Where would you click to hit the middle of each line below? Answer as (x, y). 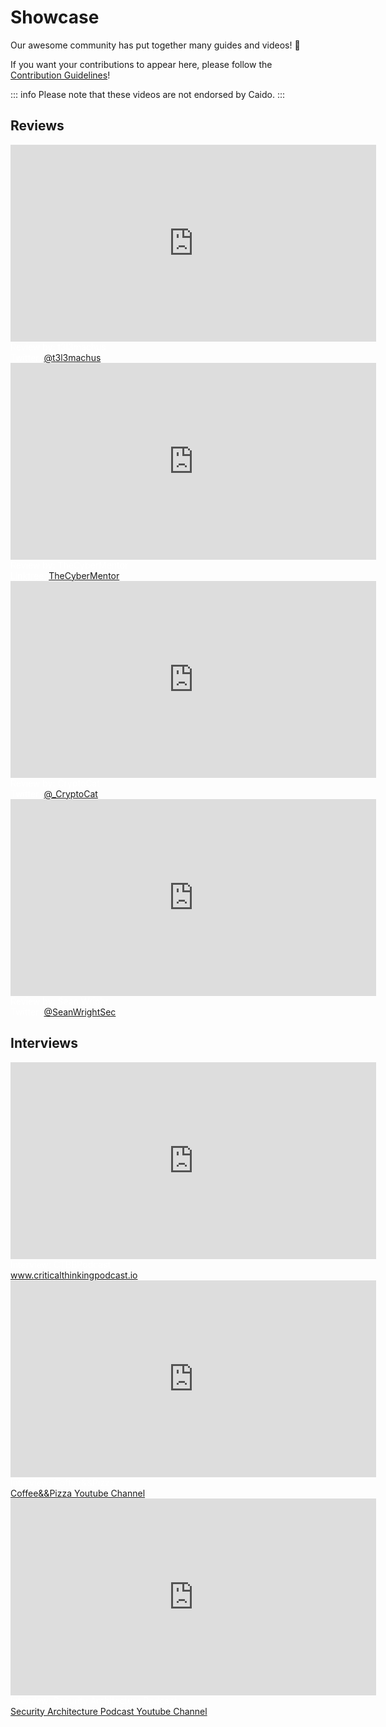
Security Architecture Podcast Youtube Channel (109, 1711)
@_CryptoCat (70, 793)
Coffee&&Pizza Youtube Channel (78, 1493)
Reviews (37, 126)
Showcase (55, 17)
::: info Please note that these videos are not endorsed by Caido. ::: (147, 94)
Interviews (44, 1043)
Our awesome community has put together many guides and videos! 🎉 (155, 45)
